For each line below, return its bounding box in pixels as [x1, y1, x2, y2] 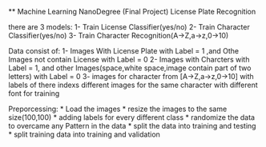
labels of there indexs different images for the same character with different [8, 80, 258, 89]
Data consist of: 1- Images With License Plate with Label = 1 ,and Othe [8, 46, 240, 55]
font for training [8, 89, 60, 98]
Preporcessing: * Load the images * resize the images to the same [8, 104, 228, 113]
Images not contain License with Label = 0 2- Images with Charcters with [8, 55, 250, 64]
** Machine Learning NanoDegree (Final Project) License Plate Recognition [8, 7, 256, 16]
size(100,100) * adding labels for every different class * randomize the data [8, 113, 255, 122]
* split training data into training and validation [8, 129, 160, 139]
